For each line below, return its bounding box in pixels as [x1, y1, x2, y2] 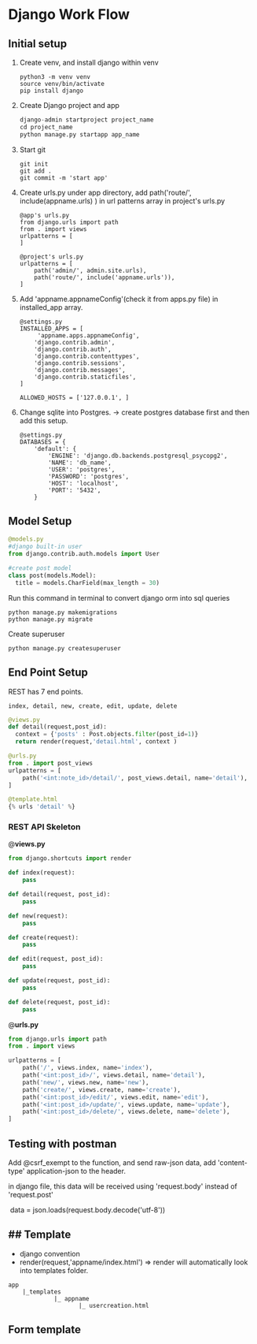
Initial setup [8, 37, 68, 50]
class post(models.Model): [8, 571, 97, 579]
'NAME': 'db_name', [48, 459, 112, 467]
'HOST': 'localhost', [48, 479, 119, 487]
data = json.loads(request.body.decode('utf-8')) [9, 1204, 166, 1215]
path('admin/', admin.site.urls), [34, 266, 147, 274]
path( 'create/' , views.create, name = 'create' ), [22, 1085, 181, 1093]
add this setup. [19, 415, 68, 425]
